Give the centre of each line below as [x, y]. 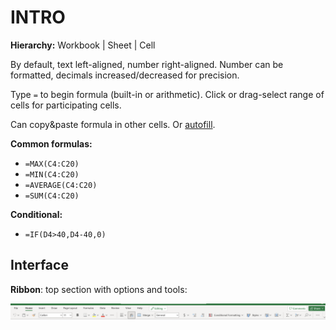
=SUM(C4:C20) [52, 196]
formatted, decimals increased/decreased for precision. [125, 75]
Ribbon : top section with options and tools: [99, 289]
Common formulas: [51, 143]
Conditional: [36, 214]
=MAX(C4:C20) [52, 164]
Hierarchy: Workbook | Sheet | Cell [83, 45]
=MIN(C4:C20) [52, 174]
